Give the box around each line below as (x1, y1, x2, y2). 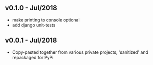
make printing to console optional (12, 17, 80, 22)
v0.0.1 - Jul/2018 (5, 36, 57, 44)
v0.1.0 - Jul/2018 (5, 4, 57, 12)
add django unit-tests (12, 22, 56, 28)
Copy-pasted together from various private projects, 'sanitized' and (12, 49, 148, 55)
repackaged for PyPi (12, 54, 54, 60)
